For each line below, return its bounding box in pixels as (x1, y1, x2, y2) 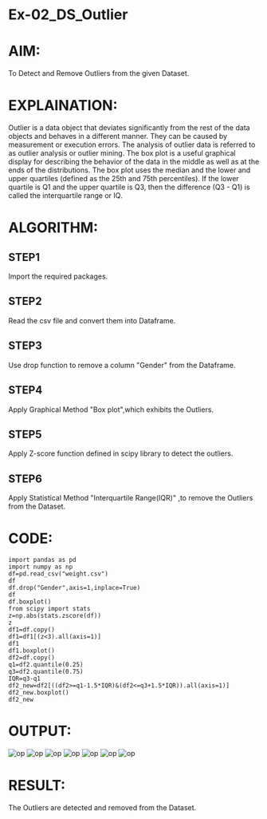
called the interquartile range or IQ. (8, 191, 123, 200)
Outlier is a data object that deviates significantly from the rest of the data (8, 123, 250, 133)
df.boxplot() (8, 598, 52, 606)
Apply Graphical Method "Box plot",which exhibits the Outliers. (8, 405, 214, 414)
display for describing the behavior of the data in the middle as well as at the (8, 157, 260, 167)
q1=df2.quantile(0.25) (8, 661, 84, 669)
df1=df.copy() (8, 626, 56, 634)
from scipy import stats (8, 605, 91, 613)
